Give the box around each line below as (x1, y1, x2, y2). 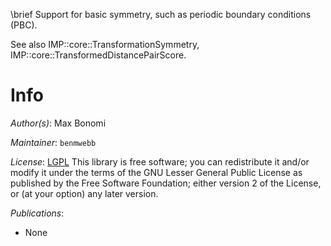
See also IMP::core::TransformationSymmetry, (10, 39, 200, 50)
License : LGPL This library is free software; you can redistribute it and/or (10, 155, 310, 168)
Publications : (10, 207, 65, 219)
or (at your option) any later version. (10, 187, 159, 199)
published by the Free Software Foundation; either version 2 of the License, (10, 177, 322, 189)
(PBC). (10, 19, 38, 31)
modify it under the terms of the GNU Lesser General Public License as (10, 166, 303, 178)
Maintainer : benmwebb (10, 136, 97, 148)
